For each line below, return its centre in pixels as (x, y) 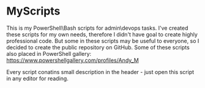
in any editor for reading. (37, 78)
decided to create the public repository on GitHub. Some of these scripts (98, 47)
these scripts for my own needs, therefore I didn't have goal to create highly (102, 34)
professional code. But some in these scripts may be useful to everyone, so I (103, 41)
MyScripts (33, 11)
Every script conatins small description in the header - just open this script (100, 72)
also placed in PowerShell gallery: (49, 53)
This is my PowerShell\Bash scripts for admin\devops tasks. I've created (97, 28)
